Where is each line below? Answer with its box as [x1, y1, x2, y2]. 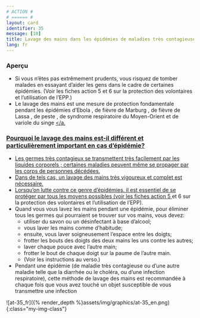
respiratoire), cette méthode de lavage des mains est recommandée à [14, 275, 186, 282]
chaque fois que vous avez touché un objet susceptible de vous [14, 281, 171, 288]
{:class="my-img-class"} [6, 306, 67, 313]
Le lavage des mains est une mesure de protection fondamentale [14, 100, 174, 108]
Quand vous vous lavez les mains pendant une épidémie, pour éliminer [14, 206, 189, 213]
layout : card [6, 20, 39, 26]
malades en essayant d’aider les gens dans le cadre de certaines [14, 81, 174, 89]
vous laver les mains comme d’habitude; [23, 224, 123, 232]
